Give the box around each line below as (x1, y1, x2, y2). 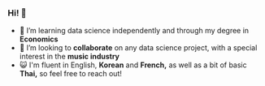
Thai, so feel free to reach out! (19, 69, 123, 79)
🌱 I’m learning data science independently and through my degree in (19, 26, 250, 36)
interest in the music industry (19, 52, 119, 62)
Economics (19, 34, 59, 44)
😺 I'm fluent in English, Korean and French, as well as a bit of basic (19, 60, 247, 70)
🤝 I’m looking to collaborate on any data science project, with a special (19, 43, 258, 53)
